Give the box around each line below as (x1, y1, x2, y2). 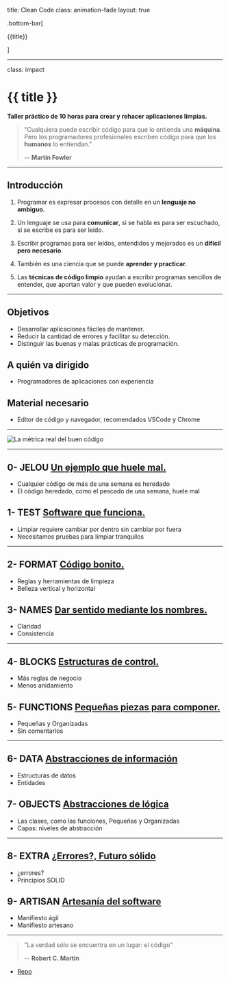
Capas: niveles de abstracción (16, 823, 103, 832)
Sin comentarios (16, 727, 64, 735)
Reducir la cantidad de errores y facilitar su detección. (16, 332, 170, 340)
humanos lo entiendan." (23, 140, 92, 148)
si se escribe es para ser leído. (16, 226, 104, 234)
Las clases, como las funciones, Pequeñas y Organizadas (16, 817, 180, 825)
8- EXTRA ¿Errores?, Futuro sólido (7, 850, 156, 862)
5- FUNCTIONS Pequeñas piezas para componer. (7, 701, 221, 713)
